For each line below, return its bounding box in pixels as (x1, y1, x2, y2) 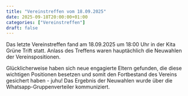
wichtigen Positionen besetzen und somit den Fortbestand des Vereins (6, 71, 177, 78)
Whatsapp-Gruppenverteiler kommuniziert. (6, 83, 110, 91)
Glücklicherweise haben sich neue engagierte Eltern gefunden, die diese (6, 65, 182, 72)
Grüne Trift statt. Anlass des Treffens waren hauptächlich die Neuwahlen (6, 47, 182, 54)
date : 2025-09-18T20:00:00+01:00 (6, 14, 88, 20)
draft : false (6, 25, 38, 31)
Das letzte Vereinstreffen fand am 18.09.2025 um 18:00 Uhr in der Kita (6, 41, 176, 48)
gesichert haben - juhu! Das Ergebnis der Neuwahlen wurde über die (6, 77, 173, 84)
